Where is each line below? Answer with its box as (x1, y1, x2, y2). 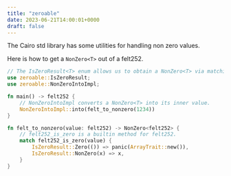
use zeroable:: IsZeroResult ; (7, 75, 91, 81)
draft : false (7, 23, 45, 29)
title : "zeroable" (7, 10, 60, 17)
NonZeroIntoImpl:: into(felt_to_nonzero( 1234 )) (19, 105, 155, 113)
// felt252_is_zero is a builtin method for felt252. (19, 131, 177, 138)
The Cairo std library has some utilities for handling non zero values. (7, 42, 201, 50)
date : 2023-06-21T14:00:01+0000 (7, 16, 100, 23)
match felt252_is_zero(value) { (19, 138, 112, 144)
